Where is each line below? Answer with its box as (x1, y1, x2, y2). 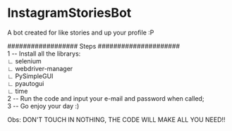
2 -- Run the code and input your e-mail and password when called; (7, 94, 204, 103)
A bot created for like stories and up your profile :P (7, 28, 154, 37)
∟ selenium (7, 56, 42, 65)
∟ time (7, 87, 28, 95)
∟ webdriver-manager (7, 64, 73, 73)
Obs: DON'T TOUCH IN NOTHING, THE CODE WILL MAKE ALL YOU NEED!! (7, 115, 226, 124)
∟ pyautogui (7, 79, 44, 87)
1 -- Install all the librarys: (7, 49, 81, 58)
